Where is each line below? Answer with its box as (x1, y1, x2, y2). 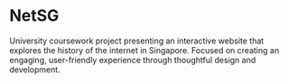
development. (9, 64, 60, 75)
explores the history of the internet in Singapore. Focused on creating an (9, 44, 280, 55)
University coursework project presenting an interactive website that (9, 35, 265, 46)
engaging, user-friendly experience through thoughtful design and (9, 54, 256, 65)
